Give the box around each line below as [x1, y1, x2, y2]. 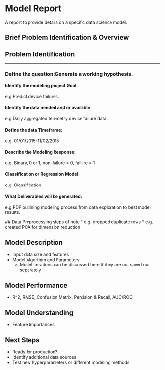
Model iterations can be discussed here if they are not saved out [19, 262, 150, 268]
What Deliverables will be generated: [5, 193, 82, 199]
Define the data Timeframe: [5, 127, 63, 133]
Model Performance [5, 281, 68, 290]
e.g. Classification [5, 182, 42, 188]
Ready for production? [12, 349, 58, 355]
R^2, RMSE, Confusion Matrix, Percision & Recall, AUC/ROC [12, 294, 133, 300]
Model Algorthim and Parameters [12, 257, 80, 263]
